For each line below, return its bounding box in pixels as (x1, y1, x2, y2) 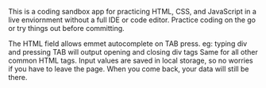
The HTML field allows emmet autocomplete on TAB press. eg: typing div (8, 39, 248, 48)
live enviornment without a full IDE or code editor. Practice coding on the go (8, 15, 256, 25)
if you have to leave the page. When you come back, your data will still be (8, 64, 249, 74)
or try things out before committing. (8, 24, 125, 33)
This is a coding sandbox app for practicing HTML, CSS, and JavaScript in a (8, 7, 256, 16)
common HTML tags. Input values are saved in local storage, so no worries (8, 55, 254, 65)
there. (8, 73, 28, 82)
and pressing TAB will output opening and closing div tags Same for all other (8, 48, 258, 56)
